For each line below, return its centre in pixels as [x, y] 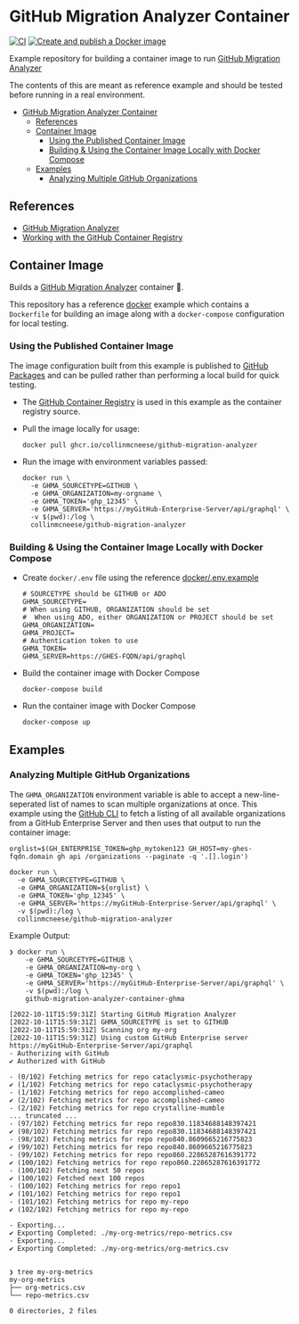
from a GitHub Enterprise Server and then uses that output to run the [135, 823]
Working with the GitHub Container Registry [102, 237]
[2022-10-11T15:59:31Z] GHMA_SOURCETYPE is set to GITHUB [119, 1022]
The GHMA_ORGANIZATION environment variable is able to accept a [126, 794]
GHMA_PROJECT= [48, 633]
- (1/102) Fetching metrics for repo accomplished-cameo [117, 1092]
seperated [28, 804]
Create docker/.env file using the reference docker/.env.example [141, 578]
